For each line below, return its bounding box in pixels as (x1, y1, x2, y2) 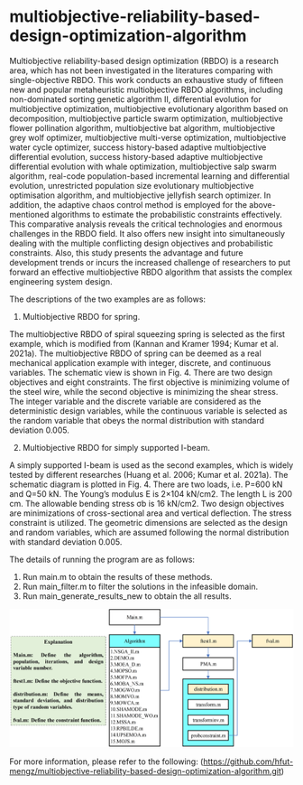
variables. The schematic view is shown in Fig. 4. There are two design (9, 367, 273, 378)
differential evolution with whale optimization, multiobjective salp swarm (9, 161, 277, 172)
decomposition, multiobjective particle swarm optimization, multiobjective (9, 113, 284, 124)
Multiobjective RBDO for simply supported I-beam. (22, 442, 210, 453)
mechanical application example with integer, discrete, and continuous (9, 357, 271, 368)
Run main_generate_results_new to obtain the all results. (22, 590, 232, 602)
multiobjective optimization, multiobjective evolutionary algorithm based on (9, 103, 289, 114)
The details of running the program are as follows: (9, 554, 196, 565)
